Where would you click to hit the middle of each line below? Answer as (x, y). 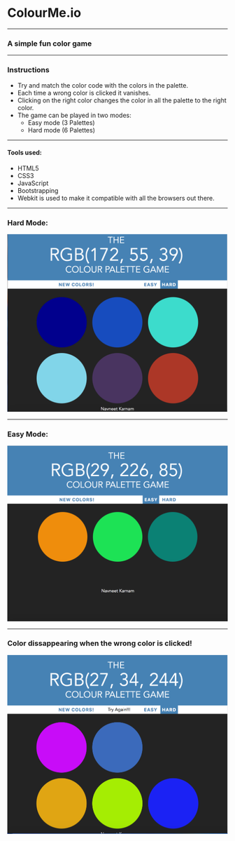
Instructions (29, 70)
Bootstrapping (38, 190)
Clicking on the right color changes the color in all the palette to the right (122, 100)
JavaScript (33, 183)
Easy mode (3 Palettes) (62, 122)
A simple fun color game (50, 43)
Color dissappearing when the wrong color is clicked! (100, 643)
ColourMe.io (44, 13)
